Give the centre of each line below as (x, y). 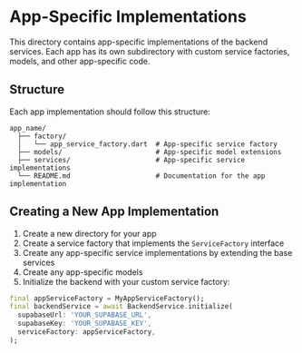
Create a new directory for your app (89, 233)
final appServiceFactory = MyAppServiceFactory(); (107, 298)
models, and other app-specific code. (80, 61)
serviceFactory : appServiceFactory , (87, 332)
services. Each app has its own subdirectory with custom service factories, (150, 51)
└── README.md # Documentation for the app (141, 176)
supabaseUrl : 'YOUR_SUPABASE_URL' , (85, 315)
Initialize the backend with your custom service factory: (126, 281)
